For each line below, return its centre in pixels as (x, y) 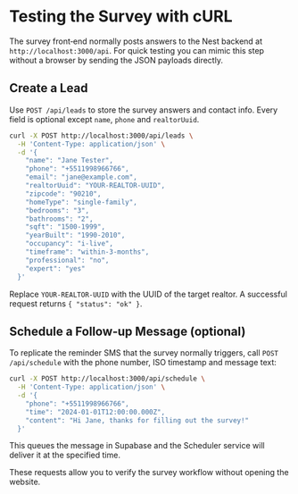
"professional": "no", (67, 260)
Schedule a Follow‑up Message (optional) (128, 331)
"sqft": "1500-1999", (65, 227)
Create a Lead (49, 88)
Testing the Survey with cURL (121, 17)
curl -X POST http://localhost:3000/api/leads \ (101, 136)
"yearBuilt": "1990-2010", (75, 235)
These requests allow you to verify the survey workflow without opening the (149, 473)
